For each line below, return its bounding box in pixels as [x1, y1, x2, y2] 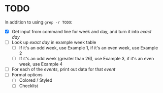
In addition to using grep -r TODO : [4, 19, 72, 25]
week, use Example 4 [19, 61, 63, 67]
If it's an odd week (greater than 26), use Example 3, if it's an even [19, 56, 154, 62]
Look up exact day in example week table [11, 40, 97, 45]
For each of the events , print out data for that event [11, 67, 116, 72]
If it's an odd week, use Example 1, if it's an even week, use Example [19, 45, 158, 51]
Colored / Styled [19, 77, 53, 83]
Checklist [19, 83, 38, 89]
